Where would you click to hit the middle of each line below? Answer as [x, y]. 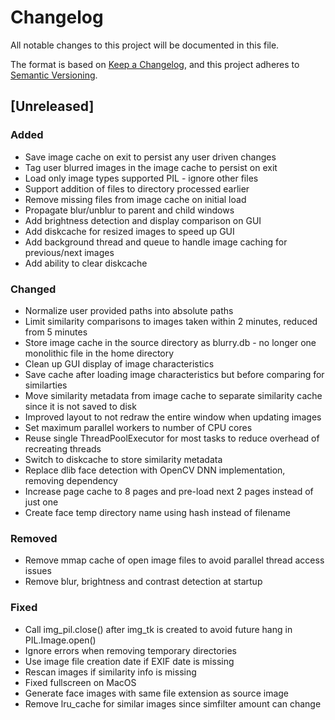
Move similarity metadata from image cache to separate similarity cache [173, 395]
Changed [33, 289]
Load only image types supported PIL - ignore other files [141, 178]
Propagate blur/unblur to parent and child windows [129, 210]
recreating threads [63, 448]
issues [38, 571]
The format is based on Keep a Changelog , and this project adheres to [155, 64]
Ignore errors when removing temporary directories [130, 650]
